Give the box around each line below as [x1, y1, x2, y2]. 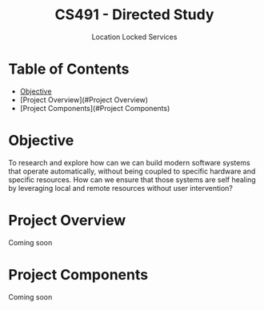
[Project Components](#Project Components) [19, 103, 170, 113]
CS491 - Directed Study [54, 6, 214, 24]
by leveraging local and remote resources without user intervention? [8, 183, 234, 193]
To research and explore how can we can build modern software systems [8, 157, 250, 167]
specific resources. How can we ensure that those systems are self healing [8, 174, 256, 185]
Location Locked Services [91, 32, 178, 42]
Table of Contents [8, 60, 130, 78]
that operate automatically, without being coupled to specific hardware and [8, 166, 256, 176]
